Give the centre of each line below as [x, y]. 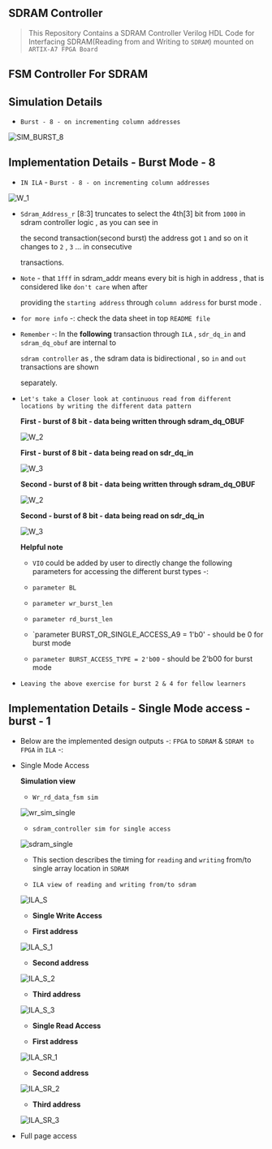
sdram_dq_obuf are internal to [68, 342]
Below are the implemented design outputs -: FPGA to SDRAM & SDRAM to [137, 741]
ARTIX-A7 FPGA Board [63, 49]
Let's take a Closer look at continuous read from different [126, 399]
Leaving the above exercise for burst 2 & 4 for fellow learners [133, 684]
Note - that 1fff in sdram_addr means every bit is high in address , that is [142, 278]
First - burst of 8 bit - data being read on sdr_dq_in [107, 452]
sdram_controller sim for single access [101, 829]
